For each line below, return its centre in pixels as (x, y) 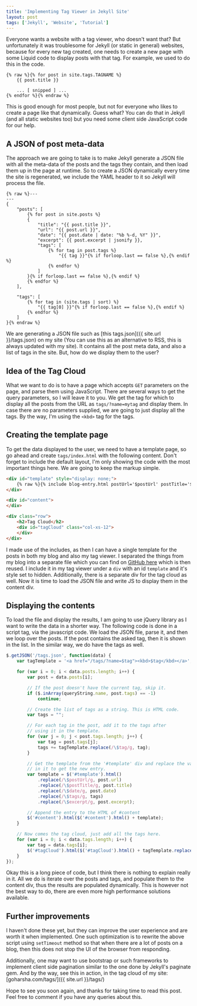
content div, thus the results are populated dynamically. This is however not (97, 885)
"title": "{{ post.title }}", (74, 225)
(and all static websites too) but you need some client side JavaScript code (97, 119)
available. (18, 898)
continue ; (49, 699)
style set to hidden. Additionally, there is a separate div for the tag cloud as (96, 574)
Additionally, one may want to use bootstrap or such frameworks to (87, 961)
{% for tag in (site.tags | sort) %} (73, 302)
